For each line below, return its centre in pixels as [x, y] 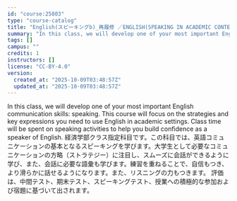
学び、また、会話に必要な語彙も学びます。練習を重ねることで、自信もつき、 [118, 164]
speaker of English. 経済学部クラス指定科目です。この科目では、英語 [107, 137]
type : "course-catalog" [42, 21]
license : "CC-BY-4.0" [39, 67]
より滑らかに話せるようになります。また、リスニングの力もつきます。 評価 [116, 173]
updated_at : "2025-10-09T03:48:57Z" [67, 86]
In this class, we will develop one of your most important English [101, 106]
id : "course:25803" [36, 14]
